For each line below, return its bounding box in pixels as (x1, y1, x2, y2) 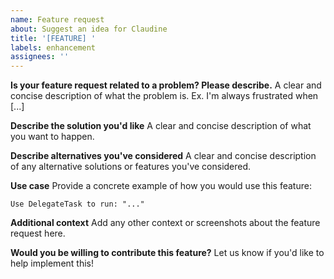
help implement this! (10, 257, 94, 270)
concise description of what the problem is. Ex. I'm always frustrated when (10, 90, 319, 102)
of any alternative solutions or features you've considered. (10, 161, 252, 173)
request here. (10, 227, 66, 240)
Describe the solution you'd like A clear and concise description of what (10, 120, 312, 132)
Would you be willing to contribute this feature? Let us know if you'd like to (10, 247, 325, 259)
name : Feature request (10, 14, 105, 25)
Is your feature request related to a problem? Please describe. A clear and (10, 79, 322, 91)
